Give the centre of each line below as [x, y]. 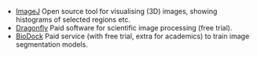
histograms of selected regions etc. [73, 20]
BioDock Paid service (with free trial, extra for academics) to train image [132, 36]
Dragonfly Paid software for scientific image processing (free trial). [124, 28]
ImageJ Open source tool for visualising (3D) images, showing [116, 11]
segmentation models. [51, 45]
